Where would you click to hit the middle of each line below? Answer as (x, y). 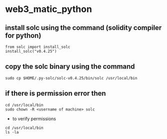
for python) (23, 35)
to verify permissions (34, 118)
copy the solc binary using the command (70, 67)
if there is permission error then (55, 93)
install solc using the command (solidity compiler (83, 28)
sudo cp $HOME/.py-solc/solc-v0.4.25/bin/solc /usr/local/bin (71, 78)
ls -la (12, 132)
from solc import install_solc (38, 47)
